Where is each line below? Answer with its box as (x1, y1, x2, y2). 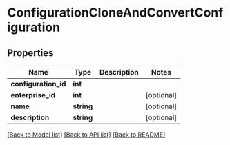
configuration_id (10, 79, 66, 88)
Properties (7, 47, 54, 59)
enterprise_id (10, 90, 56, 99)
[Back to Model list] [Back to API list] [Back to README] (7, 130, 166, 139)
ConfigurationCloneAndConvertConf (7, 5, 224, 21)
